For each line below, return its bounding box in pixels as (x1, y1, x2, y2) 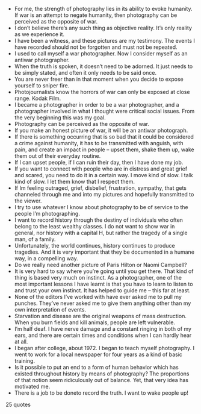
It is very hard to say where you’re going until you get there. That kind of (14, 268, 194, 275)
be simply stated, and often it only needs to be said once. (14, 69, 157, 76)
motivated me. (14, 383, 51, 390)
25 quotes (5, 401, 31, 408)
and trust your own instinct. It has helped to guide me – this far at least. (14, 287, 191, 294)
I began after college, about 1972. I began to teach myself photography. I (14, 345, 195, 351)
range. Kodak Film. (14, 95, 61, 102)
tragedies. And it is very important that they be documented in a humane (14, 248, 195, 256)
